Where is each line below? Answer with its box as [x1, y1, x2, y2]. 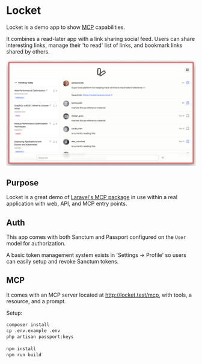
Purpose [6, 177, 39, 188]
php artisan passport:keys [6, 333, 74, 340]
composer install [6, 321, 50, 328]
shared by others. [6, 48, 50, 55]
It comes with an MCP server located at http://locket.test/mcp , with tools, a [6, 291, 192, 298]
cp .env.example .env [6, 327, 61, 334]
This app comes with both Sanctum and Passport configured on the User [6, 233, 186, 241]
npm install [6, 345, 36, 352]
